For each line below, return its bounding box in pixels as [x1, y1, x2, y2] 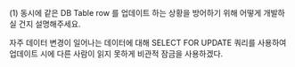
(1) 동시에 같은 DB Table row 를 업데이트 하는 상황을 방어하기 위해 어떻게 [9, 8, 262, 18]
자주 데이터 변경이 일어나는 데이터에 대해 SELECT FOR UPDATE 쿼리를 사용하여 [9, 38, 287, 48]
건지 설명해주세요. [18, 19, 81, 29]
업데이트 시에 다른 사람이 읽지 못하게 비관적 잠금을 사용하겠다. [9, 48, 224, 59]
